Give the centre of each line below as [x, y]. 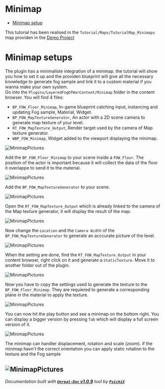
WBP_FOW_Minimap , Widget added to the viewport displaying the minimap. [85, 138]
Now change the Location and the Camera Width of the [60, 230]
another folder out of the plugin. [37, 265]
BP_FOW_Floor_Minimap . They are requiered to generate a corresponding [77, 289]
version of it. [18, 324]
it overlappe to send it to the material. [43, 168]
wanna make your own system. [37, 87]
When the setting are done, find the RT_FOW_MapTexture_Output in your [76, 254]
